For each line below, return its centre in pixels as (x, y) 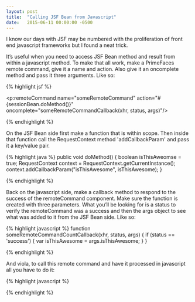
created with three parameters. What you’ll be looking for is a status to (91, 205)
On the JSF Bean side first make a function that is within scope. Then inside (97, 133)
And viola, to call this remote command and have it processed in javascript (96, 264)
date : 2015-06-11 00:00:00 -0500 (49, 22)
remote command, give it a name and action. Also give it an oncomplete (93, 69)
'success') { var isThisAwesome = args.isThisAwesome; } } (77, 241)
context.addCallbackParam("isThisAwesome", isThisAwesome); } (84, 169)
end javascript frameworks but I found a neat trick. (67, 45)
